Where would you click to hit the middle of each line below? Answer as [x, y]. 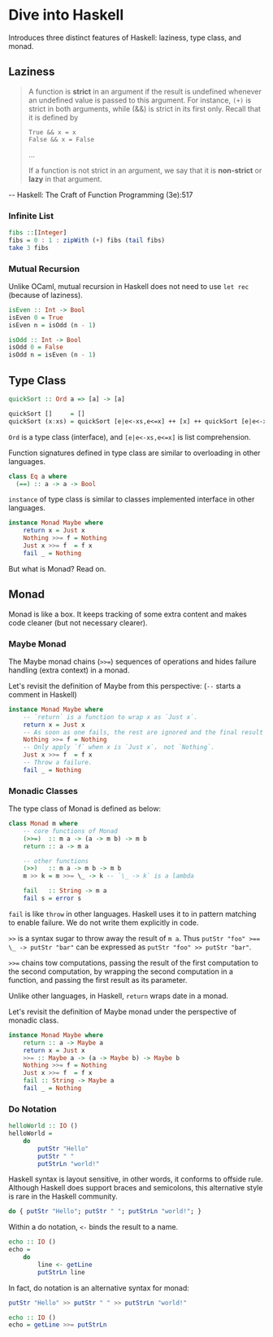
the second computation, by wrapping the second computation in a [121, 971]
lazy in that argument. [65, 179]
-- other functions [56, 861]
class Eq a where [38, 476]
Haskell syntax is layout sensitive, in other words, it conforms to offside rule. [136, 1179]
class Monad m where [43, 824]
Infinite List [31, 216]
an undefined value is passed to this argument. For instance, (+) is [140, 100]
